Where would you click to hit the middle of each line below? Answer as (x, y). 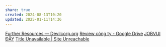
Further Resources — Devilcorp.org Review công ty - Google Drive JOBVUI (83, 34)
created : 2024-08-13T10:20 (33, 15)
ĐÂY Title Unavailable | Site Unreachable (47, 39)
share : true (18, 10)
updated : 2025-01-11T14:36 (33, 19)
